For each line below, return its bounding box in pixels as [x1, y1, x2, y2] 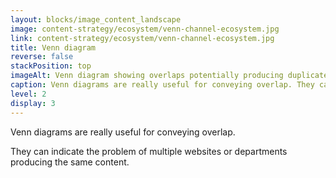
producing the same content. [10, 156, 130, 168]
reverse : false [10, 52, 74, 62]
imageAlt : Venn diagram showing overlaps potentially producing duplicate [10, 71, 329, 81]
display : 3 [10, 98, 56, 108]
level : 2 [10, 89, 47, 99]
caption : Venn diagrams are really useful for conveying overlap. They [10, 80, 315, 90]
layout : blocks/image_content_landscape [10, 14, 182, 25]
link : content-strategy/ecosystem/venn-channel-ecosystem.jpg [10, 33, 275, 43]
